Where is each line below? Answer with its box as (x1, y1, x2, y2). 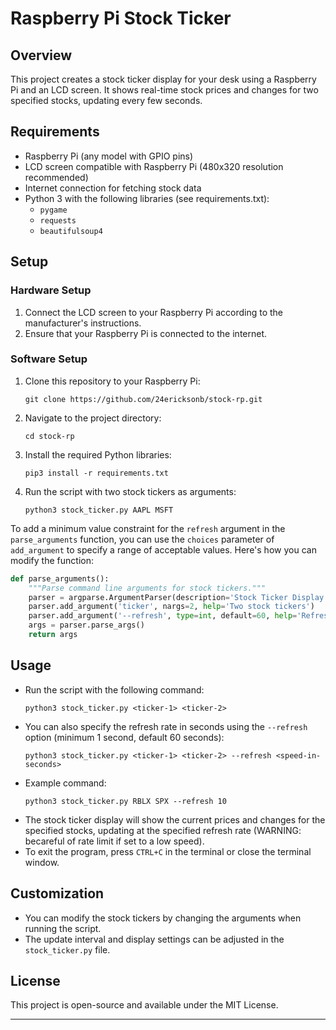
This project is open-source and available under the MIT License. (10, 999, 279, 1011)
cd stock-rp (24, 431, 75, 441)
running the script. (24, 922, 102, 934)
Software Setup (10, 352, 88, 366)
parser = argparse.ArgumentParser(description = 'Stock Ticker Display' (28, 592, 329, 602)
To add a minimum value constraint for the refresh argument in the (10, 522, 286, 534)
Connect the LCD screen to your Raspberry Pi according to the (24, 306, 283, 318)
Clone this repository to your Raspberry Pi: (24, 375, 201, 387)
